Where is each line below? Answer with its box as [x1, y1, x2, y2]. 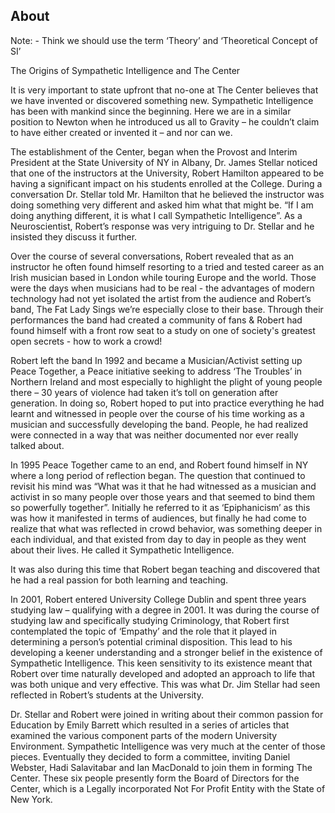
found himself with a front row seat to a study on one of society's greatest [10, 324, 316, 336]
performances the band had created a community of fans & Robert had [10, 314, 303, 326]
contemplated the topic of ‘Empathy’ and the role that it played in [10, 625, 277, 637]
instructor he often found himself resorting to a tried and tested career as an [10, 260, 325, 273]
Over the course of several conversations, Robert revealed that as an [10, 250, 295, 262]
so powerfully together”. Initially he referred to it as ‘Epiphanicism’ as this [10, 501, 311, 513]
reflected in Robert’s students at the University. [10, 689, 204, 701]
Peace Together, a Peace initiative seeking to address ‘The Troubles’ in [10, 365, 303, 377]
